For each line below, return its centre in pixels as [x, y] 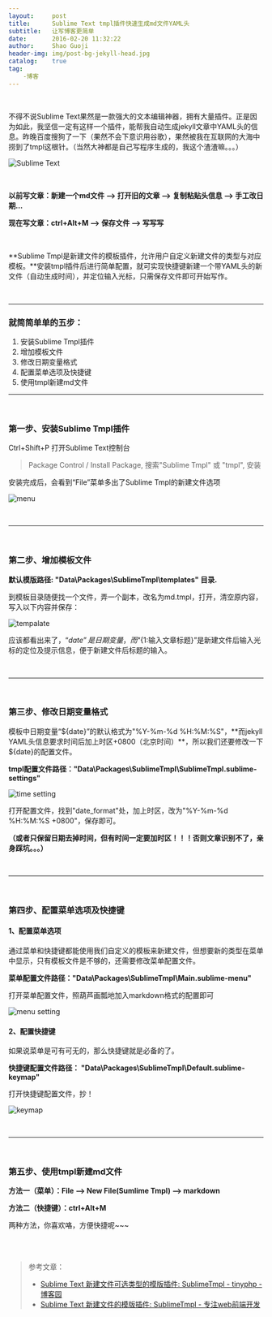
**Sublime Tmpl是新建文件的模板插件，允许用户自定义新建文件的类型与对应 [135, 256]
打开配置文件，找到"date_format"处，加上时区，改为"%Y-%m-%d [118, 810]
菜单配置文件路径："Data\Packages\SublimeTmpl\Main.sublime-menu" [130, 978]
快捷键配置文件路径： [44, 1068]
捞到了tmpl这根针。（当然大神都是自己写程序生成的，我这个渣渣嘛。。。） [125, 146]
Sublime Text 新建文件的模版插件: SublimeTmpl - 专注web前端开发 [150, 1305]
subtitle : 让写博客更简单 [51, 31]
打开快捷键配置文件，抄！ [51, 1094]
